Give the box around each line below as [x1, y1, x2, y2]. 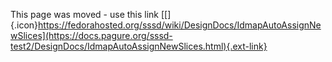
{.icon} [10, 19, 39, 31]
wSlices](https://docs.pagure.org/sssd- [10, 30, 173, 41]
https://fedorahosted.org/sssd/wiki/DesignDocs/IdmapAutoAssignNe [38, 19, 322, 31]
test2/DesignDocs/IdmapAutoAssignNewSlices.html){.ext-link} [10, 40, 268, 52]
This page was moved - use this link [10, 9, 160, 20]
